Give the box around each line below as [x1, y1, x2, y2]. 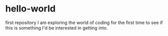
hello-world [5, 3, 56, 14]
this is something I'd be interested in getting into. [5, 24, 108, 30]
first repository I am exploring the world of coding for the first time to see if [5, 19, 163, 25]
